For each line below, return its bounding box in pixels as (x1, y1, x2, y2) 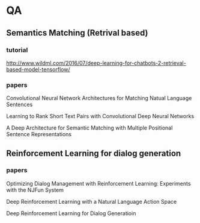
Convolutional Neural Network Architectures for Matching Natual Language (6, 95, 192, 102)
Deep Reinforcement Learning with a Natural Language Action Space (6, 198, 177, 205)
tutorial (6, 46, 28, 54)
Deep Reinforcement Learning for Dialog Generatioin (6, 209, 136, 217)
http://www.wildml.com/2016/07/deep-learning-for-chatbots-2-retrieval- (6, 59, 186, 66)
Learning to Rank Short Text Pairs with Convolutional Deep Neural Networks (6, 113, 195, 120)
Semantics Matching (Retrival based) (6, 28, 148, 38)
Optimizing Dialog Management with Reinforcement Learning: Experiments (6, 180, 191, 187)
